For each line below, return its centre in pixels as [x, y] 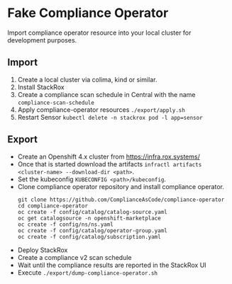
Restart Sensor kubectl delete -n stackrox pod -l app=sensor [110, 117]
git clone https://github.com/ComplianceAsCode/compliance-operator [121, 200]
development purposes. [42, 40]
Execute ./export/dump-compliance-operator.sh [88, 272]
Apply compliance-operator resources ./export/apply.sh [101, 109]
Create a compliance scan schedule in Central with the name [107, 94]
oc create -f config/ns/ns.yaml [65, 225]
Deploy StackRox [43, 250]
